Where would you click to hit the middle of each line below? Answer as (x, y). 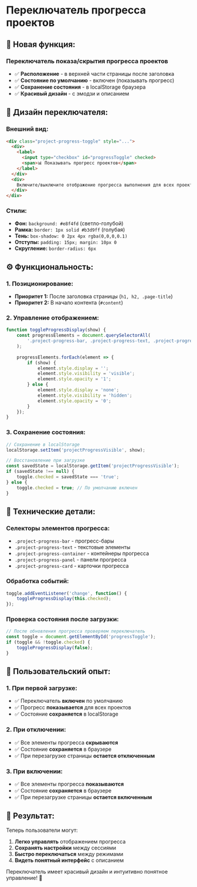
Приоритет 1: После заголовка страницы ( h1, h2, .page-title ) (94, 296)
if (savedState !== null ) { (40, 472)
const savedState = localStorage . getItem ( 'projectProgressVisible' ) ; (93, 466)
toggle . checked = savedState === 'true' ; (68, 477)
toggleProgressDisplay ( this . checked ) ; (64, 599)
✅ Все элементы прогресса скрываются (66, 742)
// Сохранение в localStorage (43, 444)
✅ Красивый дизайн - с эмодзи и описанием (72, 93)
